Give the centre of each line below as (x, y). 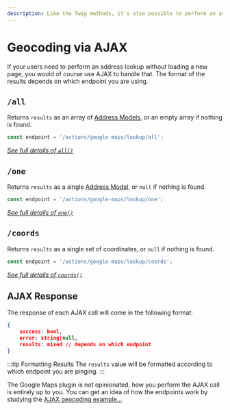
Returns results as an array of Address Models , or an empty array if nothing (115, 117)
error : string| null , (49, 338)
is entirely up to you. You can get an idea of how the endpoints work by (107, 391)
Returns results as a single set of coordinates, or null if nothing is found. (111, 249)
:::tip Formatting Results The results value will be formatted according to (110, 364)
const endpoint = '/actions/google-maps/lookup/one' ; (86, 200)
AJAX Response (42, 296)
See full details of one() (40, 212)
